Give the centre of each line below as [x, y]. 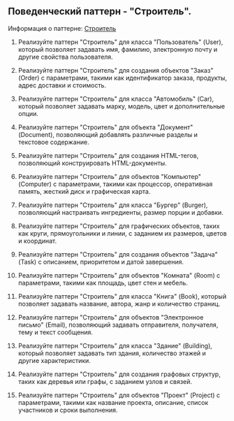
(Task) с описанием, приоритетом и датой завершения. [101, 262]
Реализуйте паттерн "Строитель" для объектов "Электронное [111, 317]
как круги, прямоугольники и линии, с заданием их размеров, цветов [122, 233]
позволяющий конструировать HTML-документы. [92, 163]
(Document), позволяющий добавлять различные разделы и [108, 134]
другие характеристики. [54, 360]
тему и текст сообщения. [56, 332]
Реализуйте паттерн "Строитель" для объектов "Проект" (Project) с [119, 395]
